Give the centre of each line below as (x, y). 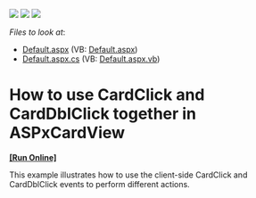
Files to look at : (37, 32)
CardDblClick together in (103, 114)
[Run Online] (33, 157)
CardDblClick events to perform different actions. (99, 184)
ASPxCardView (67, 133)
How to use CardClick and (107, 95)
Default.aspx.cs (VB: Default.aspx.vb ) (91, 59)
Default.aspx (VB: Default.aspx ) (80, 49)
